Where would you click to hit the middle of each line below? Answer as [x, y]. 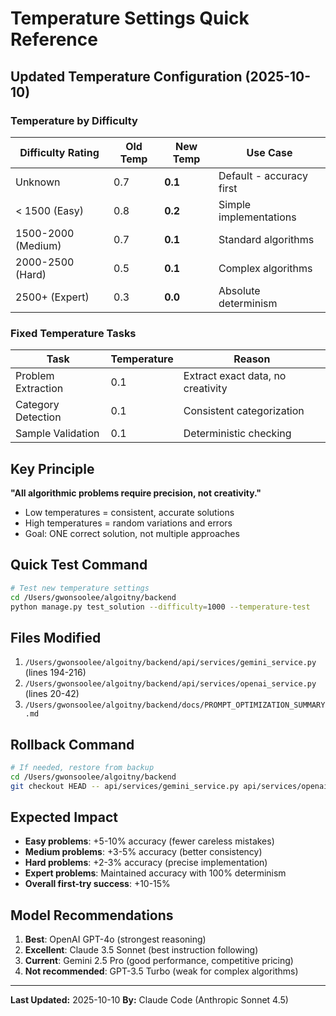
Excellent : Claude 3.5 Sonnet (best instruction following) [141, 950]
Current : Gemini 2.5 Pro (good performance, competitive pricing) [159, 961]
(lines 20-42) [52, 694]
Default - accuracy [263, 175]
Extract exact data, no [235, 376]
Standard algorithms [266, 239]
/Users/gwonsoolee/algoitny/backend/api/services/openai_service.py [170, 684]
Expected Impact [64, 817]
